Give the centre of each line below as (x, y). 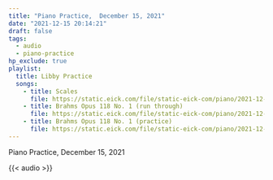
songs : (27, 84)
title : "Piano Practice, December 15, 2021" (87, 16)
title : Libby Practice (54, 76)
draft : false (30, 31)
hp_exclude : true (38, 62)
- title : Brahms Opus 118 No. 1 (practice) (98, 122)
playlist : (25, 69)
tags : (17, 39)
